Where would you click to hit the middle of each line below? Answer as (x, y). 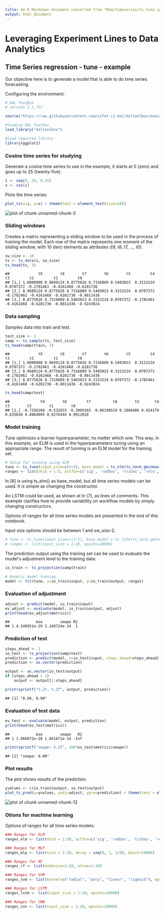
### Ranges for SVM (25, 875)
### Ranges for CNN (25, 902)
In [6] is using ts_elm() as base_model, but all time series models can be (78, 481)
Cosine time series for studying (43, 155)
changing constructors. (29, 506)
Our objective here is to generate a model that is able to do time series (76, 79)
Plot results (19, 768)
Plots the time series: (26, 194)
